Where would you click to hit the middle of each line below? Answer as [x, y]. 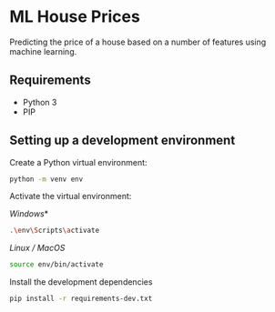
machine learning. [43, 51]
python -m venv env [46, 179]
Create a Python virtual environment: [78, 162]
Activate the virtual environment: [71, 196]
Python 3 [40, 102]
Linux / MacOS [37, 248]
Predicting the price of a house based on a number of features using [138, 42]
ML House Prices [75, 17]
